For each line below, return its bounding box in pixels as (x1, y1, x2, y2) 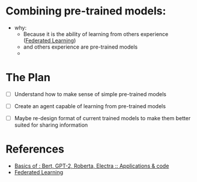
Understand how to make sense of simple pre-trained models (14, 90, 166, 97)
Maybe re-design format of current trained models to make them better (14, 115, 191, 121)
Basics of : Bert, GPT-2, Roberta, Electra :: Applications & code (14, 162, 169, 169)
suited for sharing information (14, 121, 88, 129)
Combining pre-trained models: (5, 4, 166, 18)
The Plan (5, 71, 50, 85)
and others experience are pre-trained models (23, 43, 138, 50)
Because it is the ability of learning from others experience (23, 30, 169, 37)
